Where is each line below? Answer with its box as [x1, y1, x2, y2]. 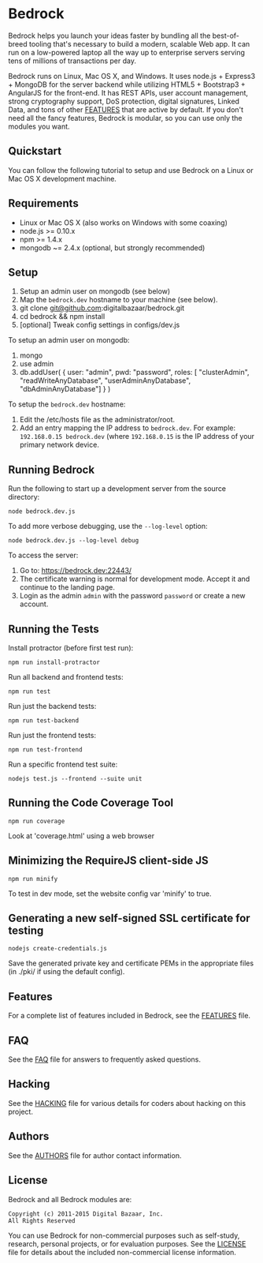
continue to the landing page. [19, 583, 116, 592]
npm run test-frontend [8, 746, 83, 754]
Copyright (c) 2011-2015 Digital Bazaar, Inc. [8, 1209, 164, 1218]
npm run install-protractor [8, 658, 101, 666]
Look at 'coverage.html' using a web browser [8, 830, 155, 841]
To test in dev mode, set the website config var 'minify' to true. [8, 889, 212, 898]
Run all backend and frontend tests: [8, 673, 124, 681]
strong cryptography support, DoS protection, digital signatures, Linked [8, 96, 240, 106]
